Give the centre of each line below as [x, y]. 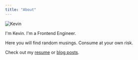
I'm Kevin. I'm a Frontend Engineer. [41, 33]
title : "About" [21, 10]
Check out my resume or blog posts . [42, 52]
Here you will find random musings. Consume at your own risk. [69, 43]
